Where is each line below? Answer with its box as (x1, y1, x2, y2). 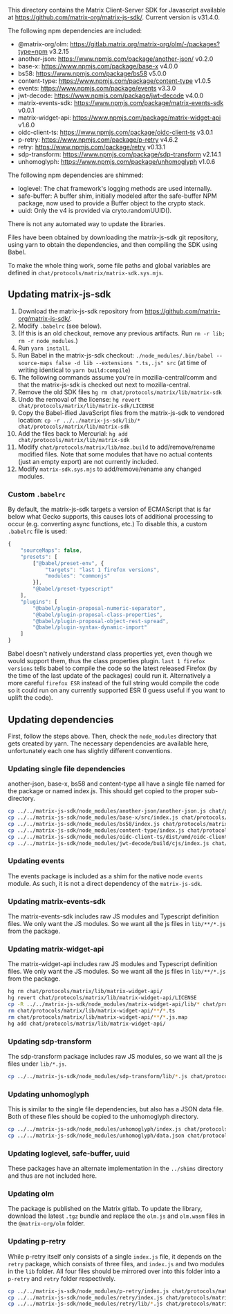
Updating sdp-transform (8, 1037, 92, 1046)
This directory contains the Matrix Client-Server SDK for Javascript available (8, 6, 226, 14)
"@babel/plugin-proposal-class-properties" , (32, 611, 163, 618)
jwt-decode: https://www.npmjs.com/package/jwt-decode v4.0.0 (17, 91, 204, 100)
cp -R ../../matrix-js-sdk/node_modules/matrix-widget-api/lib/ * (8, 1001, 200, 1008)
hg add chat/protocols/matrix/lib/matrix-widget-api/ (8, 1020, 167, 1027)
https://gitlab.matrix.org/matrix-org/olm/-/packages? (69, 40, 221, 48)
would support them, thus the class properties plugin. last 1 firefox (8, 657, 206, 665)
